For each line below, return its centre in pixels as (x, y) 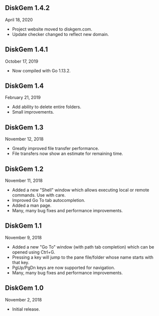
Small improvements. (33, 112)
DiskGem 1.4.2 (27, 8)
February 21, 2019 (23, 98)
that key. (21, 262)
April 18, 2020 (19, 19)
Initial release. (26, 309)
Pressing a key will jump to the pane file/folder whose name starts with (83, 257)
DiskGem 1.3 (24, 127)
